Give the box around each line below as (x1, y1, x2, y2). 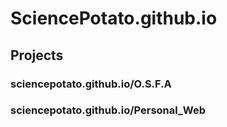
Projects (10, 47, 64, 64)
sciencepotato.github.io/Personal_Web (10, 103, 207, 117)
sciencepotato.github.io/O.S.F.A (10, 77, 172, 91)
